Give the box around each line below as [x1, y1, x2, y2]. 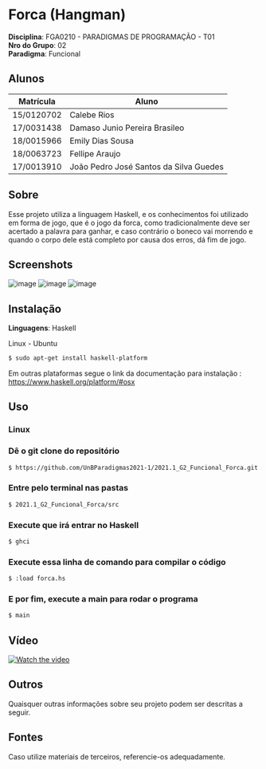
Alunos [8, 72, 45, 85]
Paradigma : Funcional [8, 49, 81, 58]
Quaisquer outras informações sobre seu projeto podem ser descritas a [8, 699, 243, 708]
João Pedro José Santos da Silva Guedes [69, 161, 225, 172]
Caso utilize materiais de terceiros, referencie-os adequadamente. [8, 751, 225, 761]
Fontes [8, 731, 44, 744]
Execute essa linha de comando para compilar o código [8, 556, 226, 567]
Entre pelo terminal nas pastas [8, 483, 129, 494]
